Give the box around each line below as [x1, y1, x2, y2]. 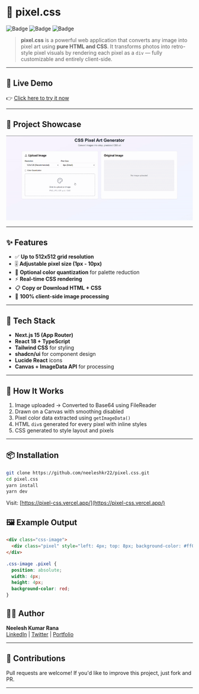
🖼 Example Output [6, 517, 78, 528]
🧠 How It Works [6, 386, 64, 396]
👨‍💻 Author [6, 608, 45, 619]
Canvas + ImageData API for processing [14, 363, 114, 370]
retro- [171, 43, 186, 50]
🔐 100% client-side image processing [14, 293, 110, 300]
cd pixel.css [6, 476, 38, 482]
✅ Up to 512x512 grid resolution [14, 253, 94, 260]
